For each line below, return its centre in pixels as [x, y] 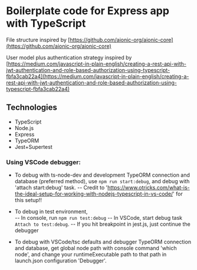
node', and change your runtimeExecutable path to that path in [91, 255]
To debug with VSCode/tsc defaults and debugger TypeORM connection [103, 242]
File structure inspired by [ [38, 40]
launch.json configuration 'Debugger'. [61, 261]
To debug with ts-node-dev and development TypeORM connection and [102, 175]
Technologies [32, 108]
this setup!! [28, 200]
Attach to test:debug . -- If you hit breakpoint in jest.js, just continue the [102, 224]
